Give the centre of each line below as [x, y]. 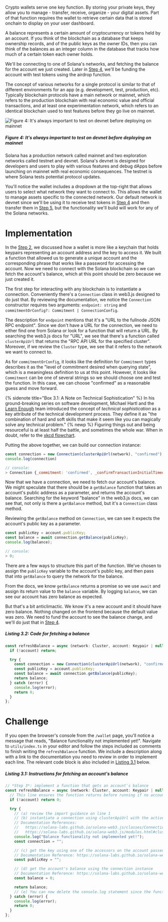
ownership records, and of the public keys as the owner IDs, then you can [81, 44]
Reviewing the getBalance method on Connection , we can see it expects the [82, 518]
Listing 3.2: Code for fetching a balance [47, 634]
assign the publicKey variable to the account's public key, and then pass [79, 571]
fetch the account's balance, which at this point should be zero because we [83, 274]
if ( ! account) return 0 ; [35, 800]
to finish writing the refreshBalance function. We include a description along [83, 752]
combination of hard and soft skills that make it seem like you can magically [83, 419]
